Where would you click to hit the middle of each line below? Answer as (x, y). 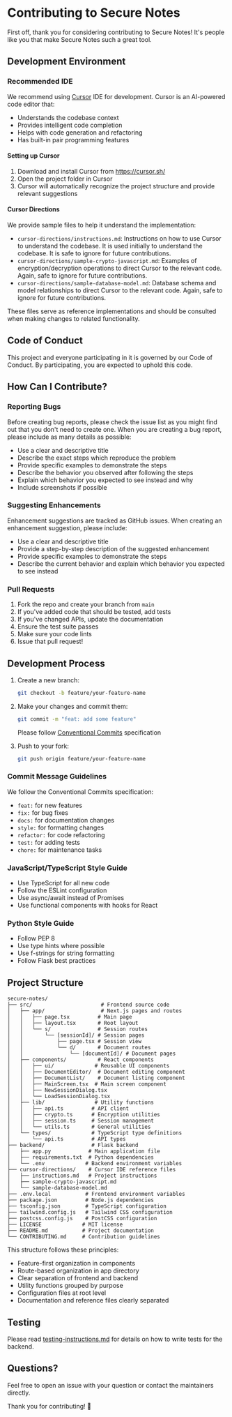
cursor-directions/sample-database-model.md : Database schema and (117, 283)
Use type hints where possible (61, 946)
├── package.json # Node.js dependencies (81, 1200)
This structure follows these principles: (63, 1250)
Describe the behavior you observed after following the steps (105, 472)
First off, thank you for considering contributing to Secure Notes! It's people (116, 32)
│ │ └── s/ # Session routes (78, 1029)
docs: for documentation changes (66, 820)
